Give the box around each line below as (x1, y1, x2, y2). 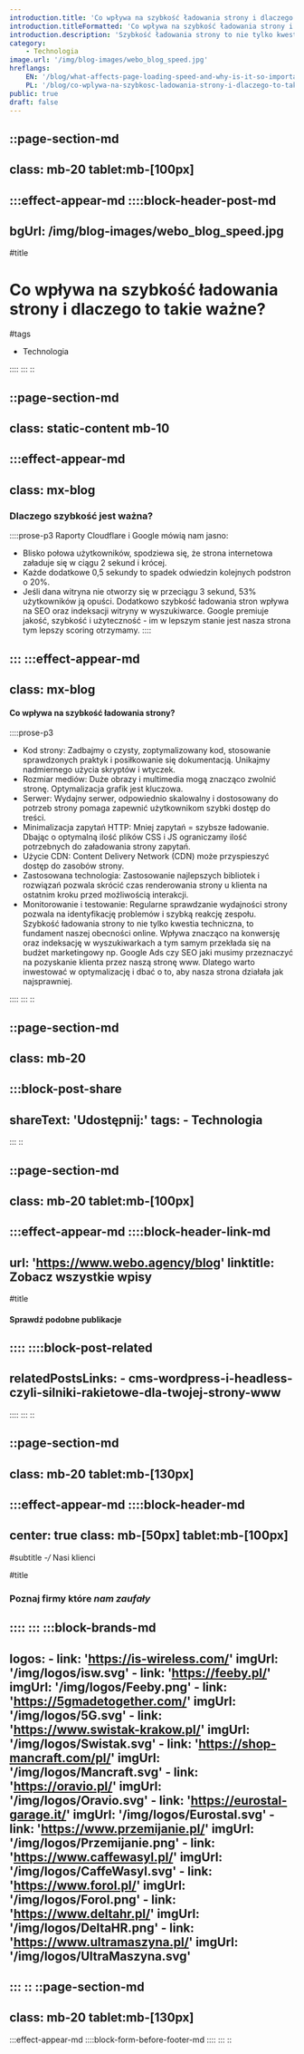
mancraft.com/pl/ (9, 1750, 111, 1766)
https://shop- (198, 1736, 277, 1751)
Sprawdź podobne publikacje (9, 1313, 122, 1324)
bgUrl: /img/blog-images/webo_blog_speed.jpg (9, 223, 284, 238)
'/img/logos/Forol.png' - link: (9, 1892, 176, 1907)
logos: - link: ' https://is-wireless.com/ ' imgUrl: (9, 1651, 279, 1666)
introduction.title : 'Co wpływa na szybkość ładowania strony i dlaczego (9, 13, 294, 23)
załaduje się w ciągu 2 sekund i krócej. (22, 557, 167, 568)
